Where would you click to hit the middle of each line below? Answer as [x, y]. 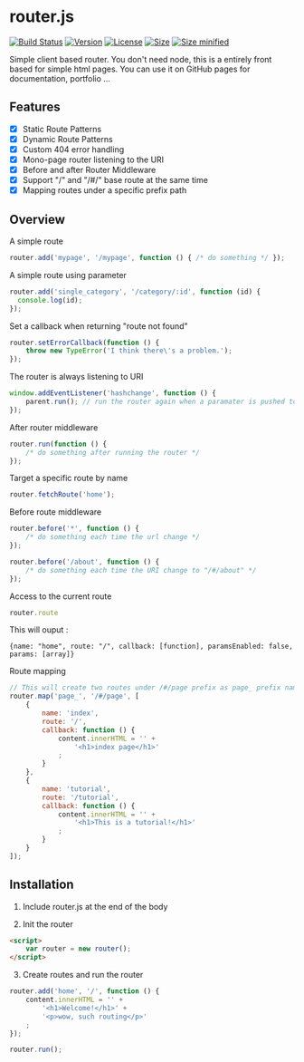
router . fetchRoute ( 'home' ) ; [62, 495]
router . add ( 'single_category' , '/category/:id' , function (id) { [135, 292]
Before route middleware [56, 512]
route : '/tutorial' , [81, 797]
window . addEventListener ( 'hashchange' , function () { [113, 393]
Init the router [48, 924]
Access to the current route [61, 596]
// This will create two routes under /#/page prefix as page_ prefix [145, 688]
